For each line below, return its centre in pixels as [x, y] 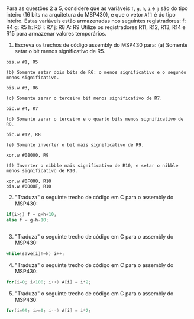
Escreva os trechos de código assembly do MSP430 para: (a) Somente [101, 45]
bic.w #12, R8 [24, 135]
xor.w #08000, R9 [28, 156]
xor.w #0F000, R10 [29, 181]
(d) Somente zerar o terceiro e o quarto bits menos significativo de [95, 119]
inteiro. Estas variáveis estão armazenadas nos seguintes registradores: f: [96, 21]
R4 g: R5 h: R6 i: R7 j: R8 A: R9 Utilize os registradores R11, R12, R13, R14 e [96, 27]
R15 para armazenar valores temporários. [56, 34]
